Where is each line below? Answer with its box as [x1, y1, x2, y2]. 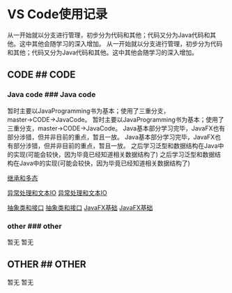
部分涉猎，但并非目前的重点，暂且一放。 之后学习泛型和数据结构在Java [13, 141, 218, 150]
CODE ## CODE [7, 69, 76, 81]
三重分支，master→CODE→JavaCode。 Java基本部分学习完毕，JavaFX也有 [7, 123, 226, 133]
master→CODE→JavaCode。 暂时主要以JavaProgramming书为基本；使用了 [7, 115, 224, 123]
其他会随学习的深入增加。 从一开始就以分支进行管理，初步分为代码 [31, 39, 223, 47]
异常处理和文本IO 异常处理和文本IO [7, 188, 107, 197]
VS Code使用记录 [7, 6, 108, 22]
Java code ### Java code [7, 90, 96, 100]
